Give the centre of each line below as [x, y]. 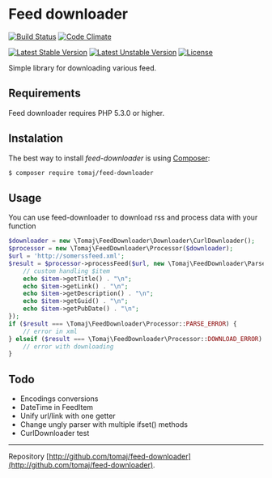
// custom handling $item [67, 271]
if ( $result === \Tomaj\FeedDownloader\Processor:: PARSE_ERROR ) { [123, 324]
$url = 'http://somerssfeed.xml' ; [67, 256]
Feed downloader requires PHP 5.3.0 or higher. [86, 113]
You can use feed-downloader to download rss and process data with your [133, 218]
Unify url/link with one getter [68, 416]
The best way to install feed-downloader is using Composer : [109, 158]
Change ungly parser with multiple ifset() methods [104, 425]
